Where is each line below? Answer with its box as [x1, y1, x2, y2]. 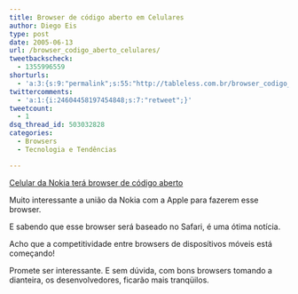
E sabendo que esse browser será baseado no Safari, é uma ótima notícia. [9, 221, 281, 232]
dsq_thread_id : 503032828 [9, 121, 105, 130]
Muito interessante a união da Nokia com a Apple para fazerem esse [9, 195, 259, 205]
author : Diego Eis [9, 21, 77, 30]
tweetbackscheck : [9, 54, 74, 63]
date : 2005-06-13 [9, 37, 74, 47]
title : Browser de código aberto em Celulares [9, 12, 184, 22]
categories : [9, 129, 53, 138]
